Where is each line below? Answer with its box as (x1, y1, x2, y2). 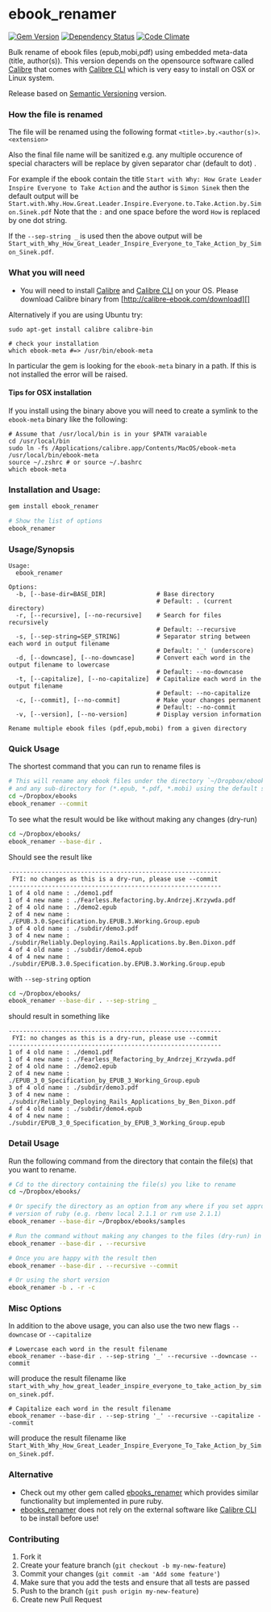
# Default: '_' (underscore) (156, 646, 254, 654)
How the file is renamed (8, 108, 103, 120)
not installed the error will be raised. (8, 369, 128, 379)
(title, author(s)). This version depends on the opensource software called (8, 56, 254, 65)
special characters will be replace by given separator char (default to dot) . (8, 158, 256, 168)
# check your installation (8, 339, 99, 347)
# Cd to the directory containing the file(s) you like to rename (8, 1181, 236, 1189)
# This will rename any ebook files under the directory (8, 777, 204, 785)
